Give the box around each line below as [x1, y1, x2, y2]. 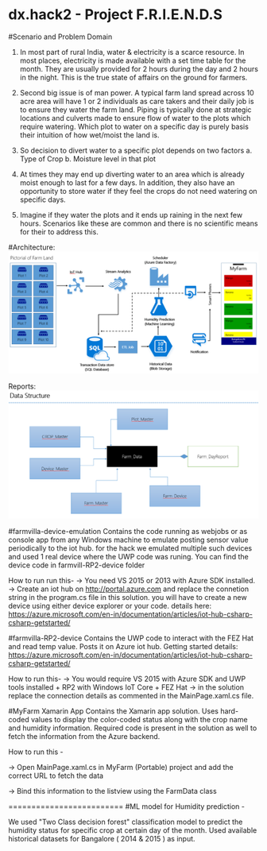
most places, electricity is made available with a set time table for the [19, 56, 246, 65]
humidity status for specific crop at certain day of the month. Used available [8, 826, 257, 835]
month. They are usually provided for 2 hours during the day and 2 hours [19, 64, 258, 73]
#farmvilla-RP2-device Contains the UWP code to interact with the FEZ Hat [8, 633, 254, 643]
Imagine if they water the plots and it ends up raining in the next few [19, 210, 243, 219]
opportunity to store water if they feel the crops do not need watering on [19, 186, 257, 195]
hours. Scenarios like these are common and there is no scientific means [19, 219, 258, 228]
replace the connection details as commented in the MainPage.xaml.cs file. [8, 691, 254, 701]
